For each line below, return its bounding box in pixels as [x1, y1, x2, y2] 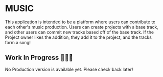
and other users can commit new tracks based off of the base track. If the [5, 29, 154, 35]
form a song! [5, 39, 31, 45]
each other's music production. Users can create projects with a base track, [5, 24, 159, 30]
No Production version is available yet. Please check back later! [5, 66, 133, 72]
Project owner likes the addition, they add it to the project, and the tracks [5, 34, 152, 40]
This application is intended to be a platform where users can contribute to [5, 19, 156, 25]
